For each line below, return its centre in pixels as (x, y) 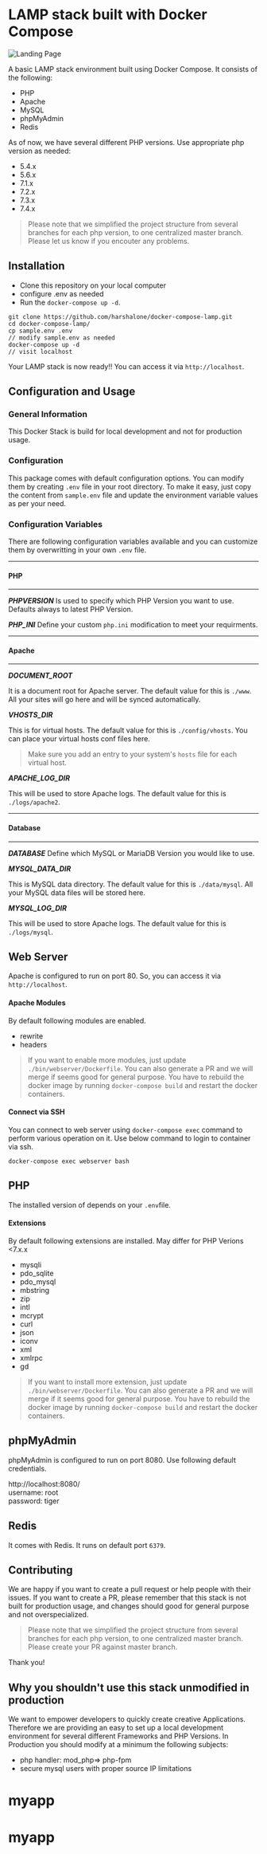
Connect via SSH (37, 1112)
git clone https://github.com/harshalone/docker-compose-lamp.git (120, 316)
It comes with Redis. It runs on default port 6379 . (87, 1545)
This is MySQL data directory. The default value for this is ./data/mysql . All (131, 884)
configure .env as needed (62, 293)
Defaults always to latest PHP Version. (71, 609)
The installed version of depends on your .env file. (89, 1204)
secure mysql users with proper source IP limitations (106, 1769)
